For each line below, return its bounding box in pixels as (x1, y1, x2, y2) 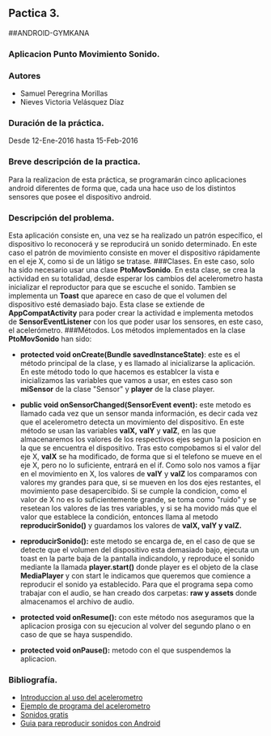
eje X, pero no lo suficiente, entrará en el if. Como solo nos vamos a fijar (19, 460, 261, 470)
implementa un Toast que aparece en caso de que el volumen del (8, 291, 227, 300)
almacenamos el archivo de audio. (19, 596, 135, 606)
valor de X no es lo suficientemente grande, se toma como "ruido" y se (19, 494, 257, 504)
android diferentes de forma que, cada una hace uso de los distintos (8, 183, 236, 193)
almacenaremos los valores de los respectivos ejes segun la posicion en (19, 434, 261, 444)
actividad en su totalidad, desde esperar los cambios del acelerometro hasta (8, 273, 264, 283)
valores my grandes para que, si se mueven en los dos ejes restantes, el (19, 477, 261, 487)
